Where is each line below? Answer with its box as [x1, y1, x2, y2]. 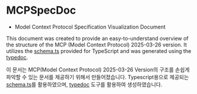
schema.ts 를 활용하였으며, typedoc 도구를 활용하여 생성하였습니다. [6, 81, 163, 88]
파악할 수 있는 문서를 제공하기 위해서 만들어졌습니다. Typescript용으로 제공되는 [6, 73, 189, 80]
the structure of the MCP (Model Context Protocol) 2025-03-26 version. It [6, 41, 187, 48]
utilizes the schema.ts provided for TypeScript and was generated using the [6, 47, 192, 54]
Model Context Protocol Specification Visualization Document [14, 23, 166, 30]
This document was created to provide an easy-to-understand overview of [6, 35, 189, 42]
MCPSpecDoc [6, 4, 76, 17]
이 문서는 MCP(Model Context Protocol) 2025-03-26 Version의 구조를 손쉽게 [6, 66, 190, 73]
